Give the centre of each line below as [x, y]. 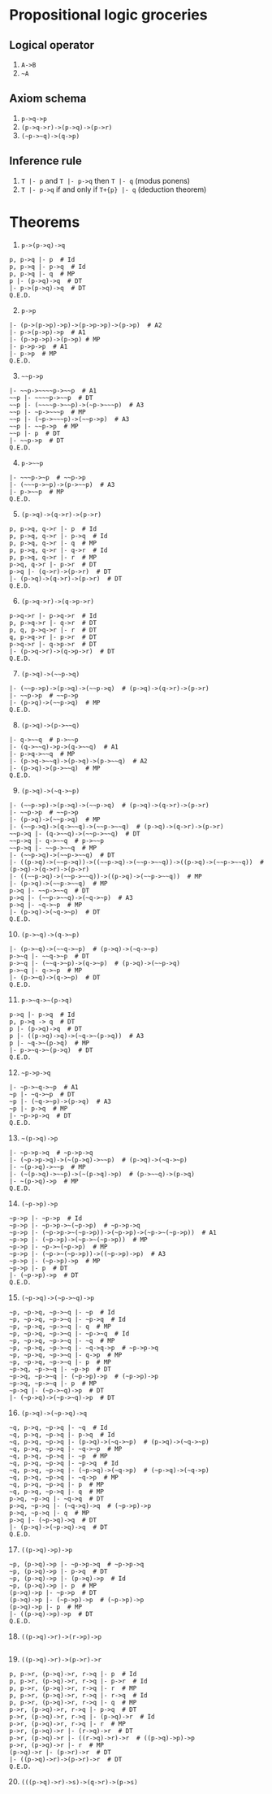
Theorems [45, 222]
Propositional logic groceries [108, 15]
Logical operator [52, 45]
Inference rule [45, 161]
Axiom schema [48, 99]
